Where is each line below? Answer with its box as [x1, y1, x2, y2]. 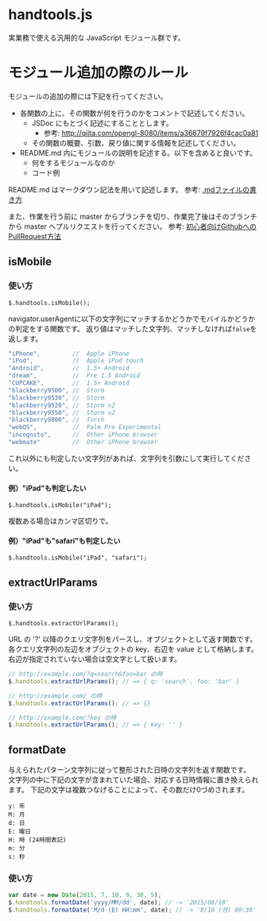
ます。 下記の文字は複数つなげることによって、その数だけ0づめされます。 [8, 785, 250, 795]
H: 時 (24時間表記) [8, 836, 67, 844]
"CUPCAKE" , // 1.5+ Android [8, 379, 130, 387]
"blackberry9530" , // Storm [8, 393, 105, 402]
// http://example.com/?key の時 [8, 714, 117, 722]
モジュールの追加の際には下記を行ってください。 [8, 91, 168, 101]
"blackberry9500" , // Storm [8, 386, 105, 394]
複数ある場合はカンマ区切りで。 [8, 517, 113, 526]
